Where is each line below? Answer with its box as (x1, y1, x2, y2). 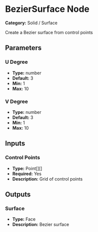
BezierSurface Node (5, 3, 90, 15)
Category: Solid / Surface (5, 20, 58, 26)
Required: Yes (12, 171, 42, 177)
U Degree (5, 58, 28, 65)
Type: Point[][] (12, 165, 43, 171)
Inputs (5, 139, 26, 148)
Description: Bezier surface (12, 222, 69, 228)
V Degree (5, 98, 28, 105)
